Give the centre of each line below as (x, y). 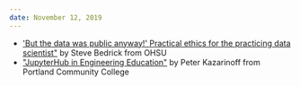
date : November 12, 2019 (56, 17)
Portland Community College (76, 72)
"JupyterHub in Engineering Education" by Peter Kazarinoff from (141, 62)
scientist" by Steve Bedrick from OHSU (95, 52)
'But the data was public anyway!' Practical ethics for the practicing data (156, 43)
